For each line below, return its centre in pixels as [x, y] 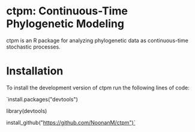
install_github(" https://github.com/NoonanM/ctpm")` [71, 122]
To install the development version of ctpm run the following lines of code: [98, 88]
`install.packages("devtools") [42, 99]
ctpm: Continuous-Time [67, 11]
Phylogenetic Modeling [65, 24]
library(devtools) [27, 111]
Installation [35, 71]
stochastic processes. [34, 47]
